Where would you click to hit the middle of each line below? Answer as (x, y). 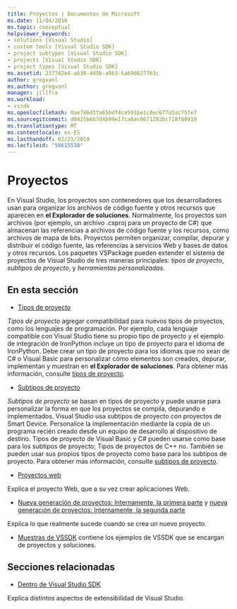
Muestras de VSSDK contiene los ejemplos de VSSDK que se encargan (121, 537)
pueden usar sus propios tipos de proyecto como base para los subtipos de (117, 453)
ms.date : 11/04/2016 (38, 21)
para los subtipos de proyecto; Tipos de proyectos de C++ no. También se (115, 446)
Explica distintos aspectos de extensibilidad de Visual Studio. (96, 598)
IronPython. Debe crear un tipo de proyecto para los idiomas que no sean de (119, 351)
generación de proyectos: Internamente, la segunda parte (101, 510)
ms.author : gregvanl (38, 86)
